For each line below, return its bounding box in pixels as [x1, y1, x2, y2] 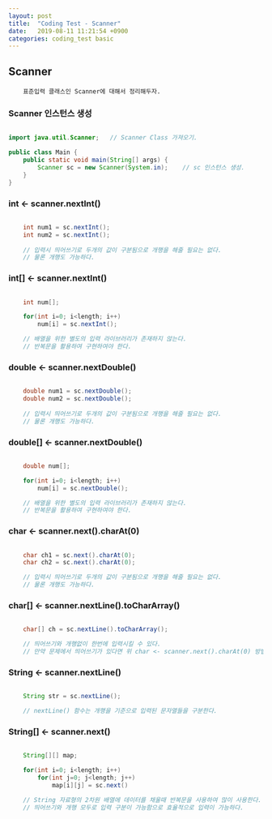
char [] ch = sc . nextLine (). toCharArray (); [23, 625, 168, 633]
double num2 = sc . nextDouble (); [23, 395, 132, 403]
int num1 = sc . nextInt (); [23, 223, 111, 231]
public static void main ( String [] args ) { [23, 156, 168, 165]
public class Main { [8, 148, 79, 157]
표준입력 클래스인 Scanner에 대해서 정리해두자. [23, 88, 161, 96]
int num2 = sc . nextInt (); [23, 230, 111, 239]
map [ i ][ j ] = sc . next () [51, 781, 129, 789]
